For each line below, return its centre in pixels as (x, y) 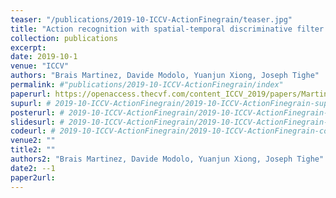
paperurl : (31, 94)
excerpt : (28, 47)
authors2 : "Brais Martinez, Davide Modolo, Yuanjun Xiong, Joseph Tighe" (167, 159)
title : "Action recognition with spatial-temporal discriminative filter (167, 29)
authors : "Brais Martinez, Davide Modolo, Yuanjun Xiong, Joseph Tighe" (165, 76)
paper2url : (33, 177)
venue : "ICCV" (40, 66)
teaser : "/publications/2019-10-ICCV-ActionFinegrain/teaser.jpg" (151, 19)
